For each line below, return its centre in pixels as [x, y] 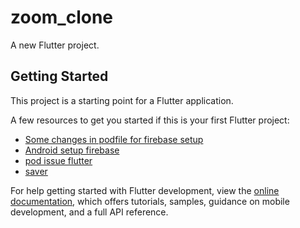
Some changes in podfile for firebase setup [114, 139]
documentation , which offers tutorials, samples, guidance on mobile [150, 201]
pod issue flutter [58, 160]
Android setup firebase [72, 150]
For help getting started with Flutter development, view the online [145, 190]
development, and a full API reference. [89, 212]
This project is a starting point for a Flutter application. [122, 100]
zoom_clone [62, 17]
